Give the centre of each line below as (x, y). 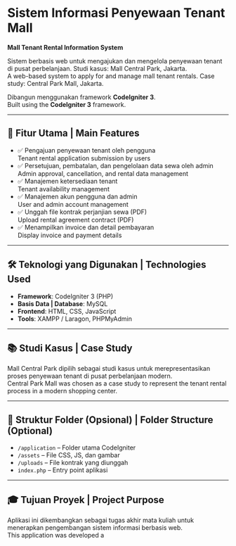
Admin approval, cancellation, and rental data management (103, 173)
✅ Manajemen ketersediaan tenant (67, 181)
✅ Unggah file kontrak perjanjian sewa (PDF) (82, 212)
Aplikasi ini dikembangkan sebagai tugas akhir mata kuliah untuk (101, 520)
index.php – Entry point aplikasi (63, 470)
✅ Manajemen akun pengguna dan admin (77, 196)
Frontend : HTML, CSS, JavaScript (67, 311)
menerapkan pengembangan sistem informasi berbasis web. (95, 528)
